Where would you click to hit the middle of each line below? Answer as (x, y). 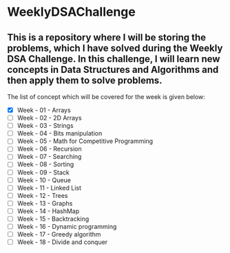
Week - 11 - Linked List (49, 188)
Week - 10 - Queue (44, 180)
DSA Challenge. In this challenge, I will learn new (114, 59)
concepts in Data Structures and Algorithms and (113, 69)
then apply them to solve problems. (85, 80)
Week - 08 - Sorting (45, 164)
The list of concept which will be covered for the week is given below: (106, 97)
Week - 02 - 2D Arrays (49, 118)
